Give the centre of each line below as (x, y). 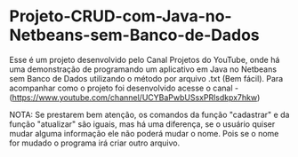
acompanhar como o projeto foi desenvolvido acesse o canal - (124, 88)
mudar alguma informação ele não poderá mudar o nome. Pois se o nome (144, 133)
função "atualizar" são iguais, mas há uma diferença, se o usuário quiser (142, 124)
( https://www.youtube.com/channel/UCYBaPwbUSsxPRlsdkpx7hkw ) (135, 97)
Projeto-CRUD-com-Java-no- (121, 16)
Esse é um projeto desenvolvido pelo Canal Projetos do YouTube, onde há (145, 59)
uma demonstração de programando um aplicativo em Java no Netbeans (143, 69)
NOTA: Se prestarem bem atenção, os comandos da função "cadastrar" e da (149, 114)
